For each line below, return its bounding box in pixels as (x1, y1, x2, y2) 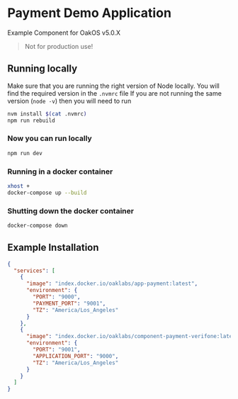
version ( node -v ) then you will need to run (7, 96, 132, 105)
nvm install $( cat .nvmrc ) (7, 110, 87, 118)
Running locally (7, 62, 78, 75)
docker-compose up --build (7, 189, 87, 196)
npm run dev (7, 150, 42, 157)
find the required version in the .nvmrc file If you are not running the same (7, 89, 222, 97)
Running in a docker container (7, 167, 113, 176)
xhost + (7, 182, 30, 189)
